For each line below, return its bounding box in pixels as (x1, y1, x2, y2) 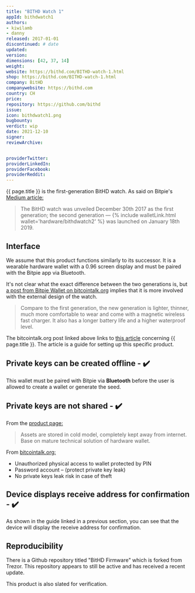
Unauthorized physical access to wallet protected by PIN (14, 460, 152, 467)
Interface (6, 241, 40, 251)
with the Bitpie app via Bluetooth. (6, 269, 86, 276)
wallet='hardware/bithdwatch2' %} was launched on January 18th (20, 218, 180, 225)
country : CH (6, 90, 35, 96)
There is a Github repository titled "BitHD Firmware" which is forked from (6, 557, 183, 564)
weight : (6, 63, 25, 69)
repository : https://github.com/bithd (6, 101, 101, 107)
